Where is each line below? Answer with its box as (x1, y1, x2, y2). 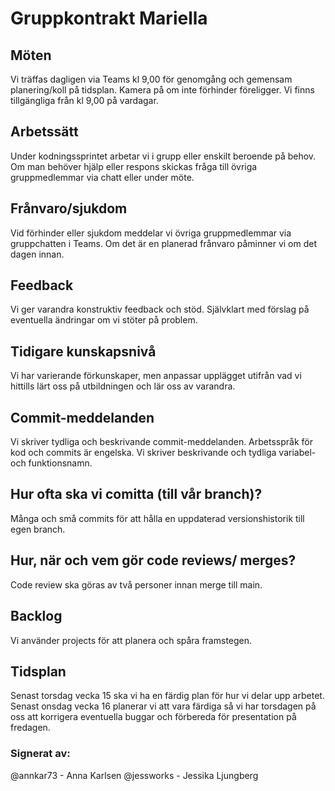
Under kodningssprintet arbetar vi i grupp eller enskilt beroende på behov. (10, 150, 317, 162)
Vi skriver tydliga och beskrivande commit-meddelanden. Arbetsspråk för (10, 436, 313, 448)
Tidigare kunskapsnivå (10, 343, 157, 360)
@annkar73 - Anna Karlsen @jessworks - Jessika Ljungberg (10, 769, 259, 781)
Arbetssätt (10, 123, 79, 141)
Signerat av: (10, 747, 71, 761)
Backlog (10, 608, 63, 625)
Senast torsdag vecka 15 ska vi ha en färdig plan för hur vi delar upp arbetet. (10, 690, 325, 702)
